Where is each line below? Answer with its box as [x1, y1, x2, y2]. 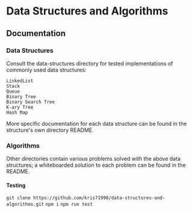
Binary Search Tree [6, 99, 55, 105]
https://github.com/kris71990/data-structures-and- [32, 195, 165, 201]
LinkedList [6, 78, 34, 84]
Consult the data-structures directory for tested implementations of [6, 60, 173, 67]
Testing [6, 182, 26, 189]
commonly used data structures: [6, 66, 87, 73]
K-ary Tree [6, 104, 34, 110]
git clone [6, 195, 31, 201]
